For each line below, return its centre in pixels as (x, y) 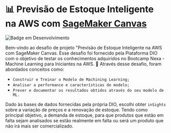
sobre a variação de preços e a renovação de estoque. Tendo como (77, 110)
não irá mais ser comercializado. (40, 126)
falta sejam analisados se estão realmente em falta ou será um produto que (84, 120)
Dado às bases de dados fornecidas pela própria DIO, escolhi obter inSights (86, 104)
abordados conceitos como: (35, 69)
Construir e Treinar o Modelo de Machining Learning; (71, 79)
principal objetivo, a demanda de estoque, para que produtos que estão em (85, 115)
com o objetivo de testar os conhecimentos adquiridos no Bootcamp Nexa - (85, 58)
